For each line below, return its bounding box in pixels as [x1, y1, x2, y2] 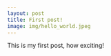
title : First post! [7, 16, 63, 23]
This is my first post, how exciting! [7, 42, 105, 50]
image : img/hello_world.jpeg [7, 23, 91, 29]
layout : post [7, 10, 45, 17]
